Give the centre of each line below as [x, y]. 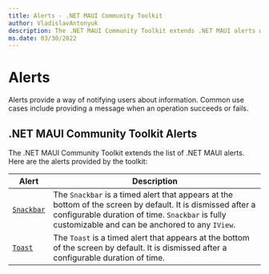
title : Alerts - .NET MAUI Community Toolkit [85, 16]
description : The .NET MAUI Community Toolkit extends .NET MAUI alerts [132, 30]
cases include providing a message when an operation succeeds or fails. [128, 108]
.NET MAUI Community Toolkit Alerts [103, 133]
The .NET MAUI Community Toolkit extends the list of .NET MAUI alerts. [126, 153]
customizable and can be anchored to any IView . [145, 225]
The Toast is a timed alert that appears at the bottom [151, 238]
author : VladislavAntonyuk [53, 23]
